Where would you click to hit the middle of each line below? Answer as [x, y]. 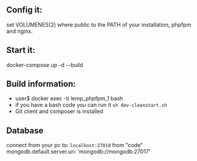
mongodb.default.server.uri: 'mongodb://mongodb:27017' [78, 152]
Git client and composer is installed [59, 111]
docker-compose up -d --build [45, 65]
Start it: [21, 50]
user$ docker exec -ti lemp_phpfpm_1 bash [69, 98]
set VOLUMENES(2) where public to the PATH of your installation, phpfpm [99, 24]
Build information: [41, 84]
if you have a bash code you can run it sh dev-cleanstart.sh [91, 105]
